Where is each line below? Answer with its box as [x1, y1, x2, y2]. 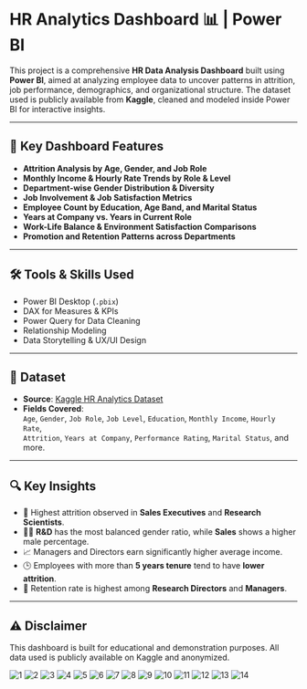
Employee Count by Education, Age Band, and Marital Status [22, 202, 258, 213]
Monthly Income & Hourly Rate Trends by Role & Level [22, 172, 231, 183]
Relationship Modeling [22, 325, 107, 336]
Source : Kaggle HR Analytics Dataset [22, 393, 164, 404]
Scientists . [22, 517, 65, 527]
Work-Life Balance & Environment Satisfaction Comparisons [22, 221, 257, 232]
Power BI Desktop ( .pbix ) [22, 296, 119, 307]
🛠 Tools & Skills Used [9, 267, 134, 283]
